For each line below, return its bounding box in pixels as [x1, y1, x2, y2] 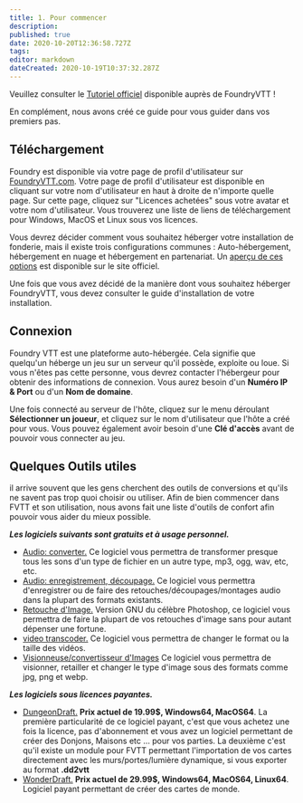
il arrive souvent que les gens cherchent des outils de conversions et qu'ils [9, 483, 289, 493]
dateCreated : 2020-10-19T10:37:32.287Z [9, 64, 160, 73]
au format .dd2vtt [22, 764, 90, 775]
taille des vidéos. [22, 643, 86, 654]
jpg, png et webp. [22, 672, 89, 683]
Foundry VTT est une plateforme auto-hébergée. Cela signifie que [9, 348, 256, 358]
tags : [9, 47, 30, 56]
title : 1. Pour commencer [9, 13, 107, 23]
